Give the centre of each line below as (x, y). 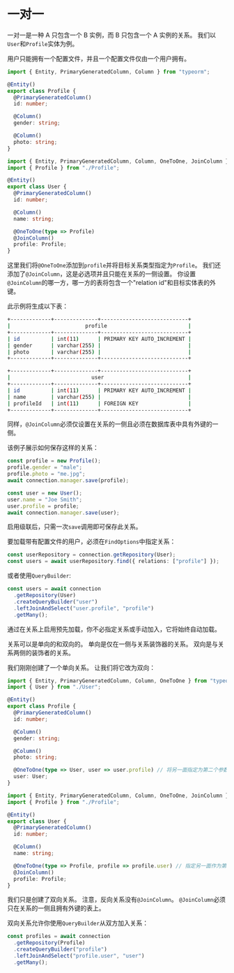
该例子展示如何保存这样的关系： (53, 448)
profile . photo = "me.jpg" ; (46, 474)
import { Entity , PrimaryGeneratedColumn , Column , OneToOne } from (107, 681)
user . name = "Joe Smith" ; (45, 499)
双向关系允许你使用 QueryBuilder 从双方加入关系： (78, 923)
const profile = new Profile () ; (54, 461)
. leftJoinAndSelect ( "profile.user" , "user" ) (79, 956)
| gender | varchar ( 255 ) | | (99, 345)
